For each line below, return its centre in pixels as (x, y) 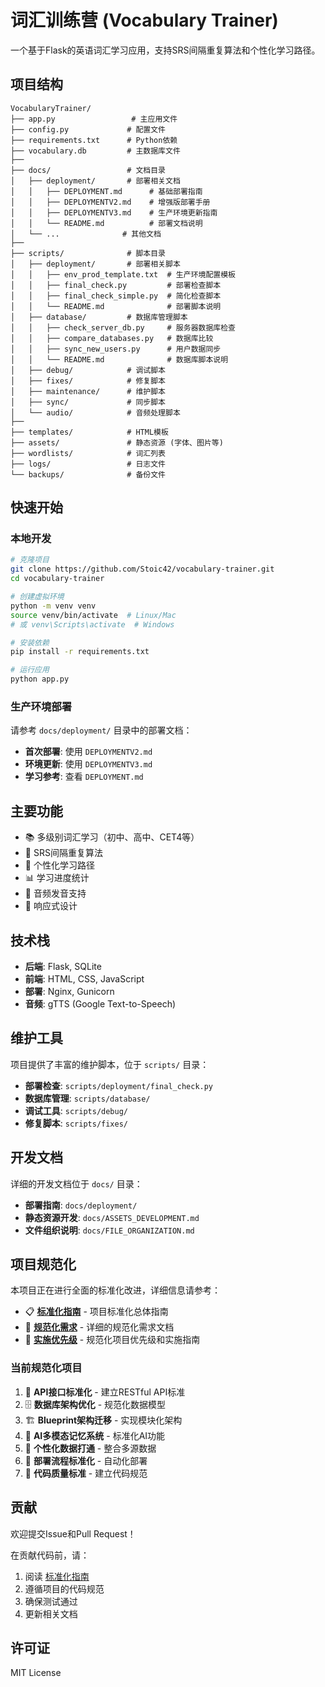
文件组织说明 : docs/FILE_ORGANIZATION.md (109, 1230)
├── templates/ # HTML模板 (89, 432)
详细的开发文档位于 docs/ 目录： (76, 1183)
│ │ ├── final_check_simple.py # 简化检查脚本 (116, 296)
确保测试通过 (51, 1601)
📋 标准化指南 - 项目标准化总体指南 (96, 1312)
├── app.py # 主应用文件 (94, 119)
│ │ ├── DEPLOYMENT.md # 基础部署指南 (106, 191)
